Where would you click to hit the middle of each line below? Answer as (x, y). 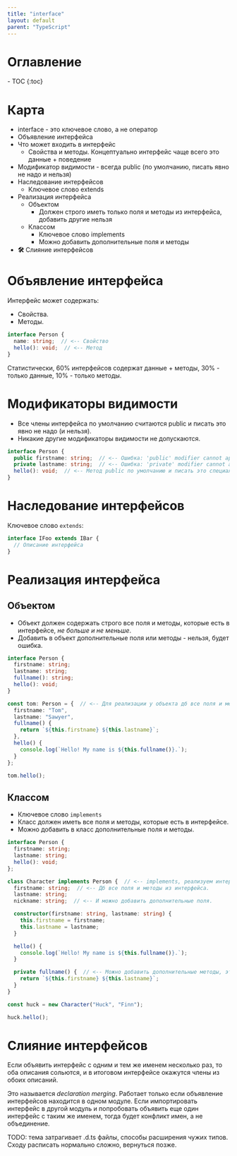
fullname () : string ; (44, 678)
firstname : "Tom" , (41, 710)
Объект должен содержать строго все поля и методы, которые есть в (124, 622)
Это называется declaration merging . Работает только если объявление (115, 1094)
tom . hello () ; (26, 776)
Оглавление (45, 62)
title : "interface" (36, 14)
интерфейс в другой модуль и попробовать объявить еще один (103, 1109)
